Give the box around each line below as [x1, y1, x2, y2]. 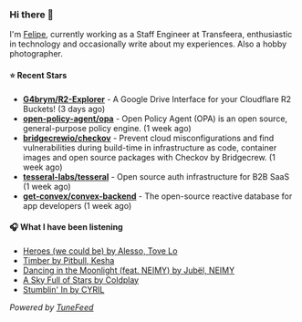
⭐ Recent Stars [9, 69, 68, 80]
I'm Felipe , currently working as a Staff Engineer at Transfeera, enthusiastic [9, 29, 293, 40]
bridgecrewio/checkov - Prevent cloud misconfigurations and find [22, 132, 275, 143]
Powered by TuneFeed [9, 301, 94, 313]
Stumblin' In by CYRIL [22, 284, 105, 295]
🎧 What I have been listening [9, 222, 123, 233]
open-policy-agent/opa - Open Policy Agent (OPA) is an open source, [22, 113, 288, 124]
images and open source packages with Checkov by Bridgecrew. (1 [22, 151, 276, 162]
